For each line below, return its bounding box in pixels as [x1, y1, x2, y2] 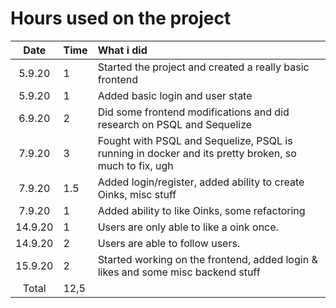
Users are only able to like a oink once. [97, 220, 279, 234]
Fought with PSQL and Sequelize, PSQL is [97, 133, 293, 147]
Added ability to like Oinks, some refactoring [97, 203, 306, 217]
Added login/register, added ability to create [97, 175, 305, 189]
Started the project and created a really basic [97, 60, 310, 74]
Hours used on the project [10, 7, 232, 30]
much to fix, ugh [97, 158, 174, 172]
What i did [97, 43, 148, 57]
